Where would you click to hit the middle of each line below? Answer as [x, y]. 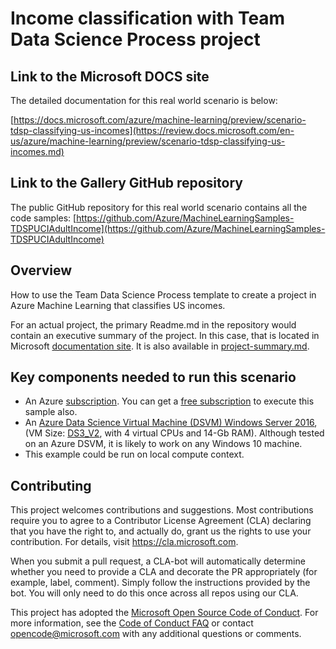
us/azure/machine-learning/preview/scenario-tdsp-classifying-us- [148, 141]
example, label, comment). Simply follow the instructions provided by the [160, 583]
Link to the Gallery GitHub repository [126, 183]
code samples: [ [43, 218]
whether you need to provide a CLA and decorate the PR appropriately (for [164, 572]
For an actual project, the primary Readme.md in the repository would [153, 324]
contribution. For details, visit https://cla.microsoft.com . [124, 542]
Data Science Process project [135, 39]
